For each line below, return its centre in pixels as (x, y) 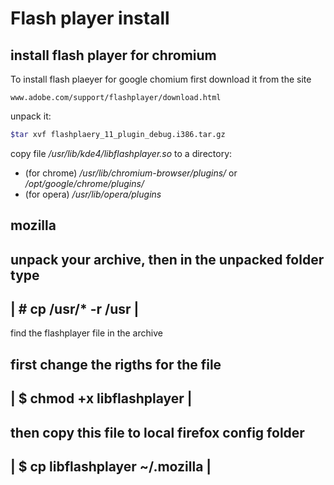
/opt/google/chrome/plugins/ (84, 183)
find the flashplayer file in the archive (86, 333)
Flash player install (90, 18)
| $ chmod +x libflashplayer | (101, 398)
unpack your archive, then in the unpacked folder (167, 259)
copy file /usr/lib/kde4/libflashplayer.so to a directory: (121, 153)
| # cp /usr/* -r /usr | (75, 309)
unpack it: (31, 116)
